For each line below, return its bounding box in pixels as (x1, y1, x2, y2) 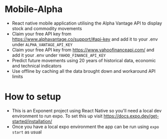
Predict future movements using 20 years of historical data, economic (11, 57, 156, 63)
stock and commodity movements (11, 25, 82, 31)
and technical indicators (11, 63, 62, 69)
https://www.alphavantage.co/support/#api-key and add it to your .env (11, 36, 158, 42)
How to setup (4, 91, 61, 102)
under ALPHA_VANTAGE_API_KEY (11, 41, 73, 47)
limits (11, 73, 23, 79)
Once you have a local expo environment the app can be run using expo (11, 123, 159, 129)
